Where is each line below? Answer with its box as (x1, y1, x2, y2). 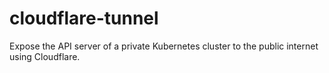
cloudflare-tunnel (9, 7, 159, 30)
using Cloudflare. (9, 50, 81, 62)
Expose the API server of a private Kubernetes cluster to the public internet (9, 40, 319, 52)
